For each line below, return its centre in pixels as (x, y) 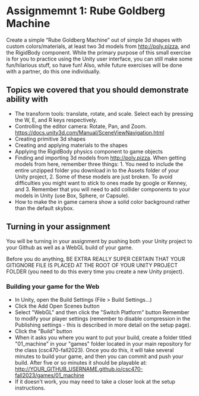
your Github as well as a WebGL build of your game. (70, 247)
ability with (27, 99)
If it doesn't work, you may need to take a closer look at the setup (95, 381)
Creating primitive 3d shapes (50, 139)
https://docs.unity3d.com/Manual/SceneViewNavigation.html (89, 132)
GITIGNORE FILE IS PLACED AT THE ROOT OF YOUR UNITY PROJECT (92, 265)
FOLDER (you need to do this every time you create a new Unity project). (95, 272)
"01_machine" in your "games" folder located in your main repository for (103, 344)
